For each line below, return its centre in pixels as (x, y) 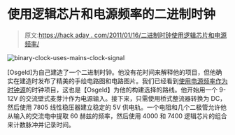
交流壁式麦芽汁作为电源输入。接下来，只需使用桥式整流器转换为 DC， (126, 98)
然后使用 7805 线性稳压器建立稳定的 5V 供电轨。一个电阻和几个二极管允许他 (117, 107)
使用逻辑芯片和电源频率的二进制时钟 (112, 14)
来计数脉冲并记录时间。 (41, 125)
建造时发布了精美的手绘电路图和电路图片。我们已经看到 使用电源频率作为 (123, 80)
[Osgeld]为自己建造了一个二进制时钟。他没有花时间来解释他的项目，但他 (112, 72)
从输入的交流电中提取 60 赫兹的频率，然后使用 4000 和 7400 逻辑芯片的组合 (117, 115)
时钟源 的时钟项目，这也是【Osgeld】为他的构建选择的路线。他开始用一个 (113, 90)
